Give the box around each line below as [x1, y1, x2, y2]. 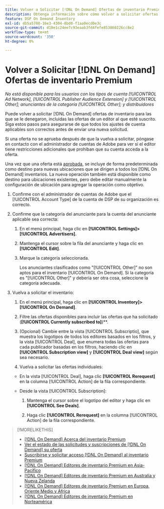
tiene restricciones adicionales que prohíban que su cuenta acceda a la [5, 146, 149, 152]
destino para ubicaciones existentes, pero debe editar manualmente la [5, 177, 147, 182]
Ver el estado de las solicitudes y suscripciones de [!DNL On [24, 441, 146, 447]
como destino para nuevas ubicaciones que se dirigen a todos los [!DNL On [5, 166, 157, 172]
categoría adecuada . [19, 280, 61, 286]
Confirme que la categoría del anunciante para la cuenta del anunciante [12, 211, 157, 217]
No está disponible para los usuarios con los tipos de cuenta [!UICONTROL [5, 91, 157, 97]
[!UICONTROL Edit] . [19, 245, 60, 251]
